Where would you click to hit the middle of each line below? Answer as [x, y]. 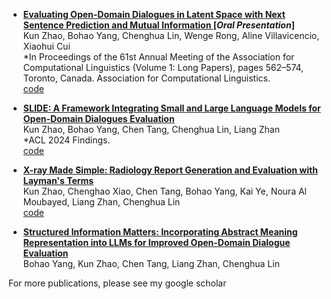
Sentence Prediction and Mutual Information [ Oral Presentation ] [158, 25]
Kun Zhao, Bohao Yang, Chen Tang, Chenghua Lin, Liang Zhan [151, 129]
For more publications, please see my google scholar [117, 283]
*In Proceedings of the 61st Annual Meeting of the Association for [158, 57]
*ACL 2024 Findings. [66, 140]
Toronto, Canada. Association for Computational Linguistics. [146, 78]
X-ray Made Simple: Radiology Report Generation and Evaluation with [170, 170]
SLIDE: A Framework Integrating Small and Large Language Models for [171, 108]
